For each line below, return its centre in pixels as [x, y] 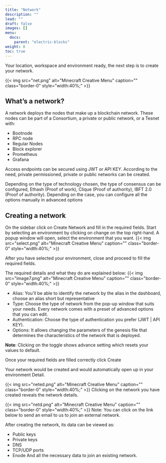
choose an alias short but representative [54, 299]
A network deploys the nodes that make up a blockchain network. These [79, 113]
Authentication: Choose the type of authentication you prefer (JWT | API [86, 320]
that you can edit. [30, 314]
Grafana [21, 160]
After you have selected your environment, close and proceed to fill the [78, 258]
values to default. [23, 350]
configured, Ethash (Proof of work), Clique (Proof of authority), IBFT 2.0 [79, 190]
